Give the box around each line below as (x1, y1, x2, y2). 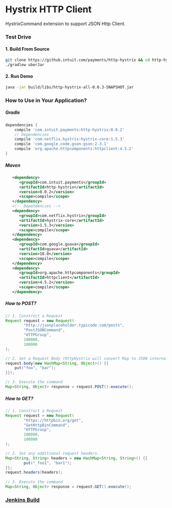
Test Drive (5, 33, 32, 40)
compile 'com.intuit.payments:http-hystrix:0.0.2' (14, 127, 125, 132)
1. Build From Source (5, 46, 50, 52)
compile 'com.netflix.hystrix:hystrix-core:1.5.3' (14, 137, 125, 142)
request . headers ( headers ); (5, 470, 63, 475)
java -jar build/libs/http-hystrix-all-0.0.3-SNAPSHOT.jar (5, 85, 134, 90)
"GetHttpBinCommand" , (24, 422, 70, 428)
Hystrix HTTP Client (5, 4, 92, 15)
